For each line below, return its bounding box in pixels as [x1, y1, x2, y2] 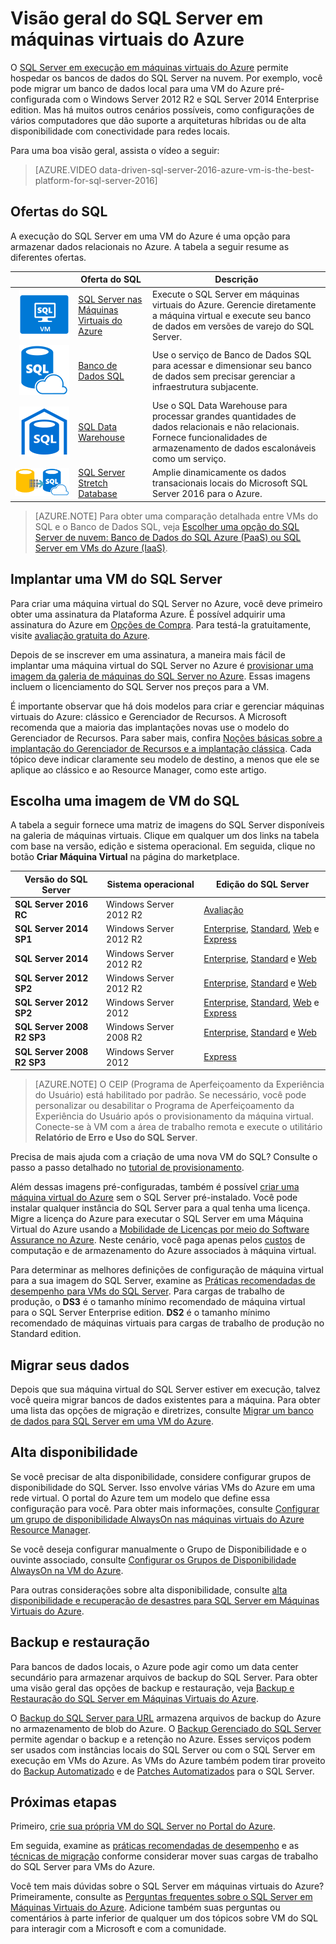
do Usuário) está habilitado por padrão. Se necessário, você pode [34, 1089, 307, 1101]
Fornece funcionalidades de [151, 432, 268, 443]
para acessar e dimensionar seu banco [151, 360, 312, 372]
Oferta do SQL [80, 273, 142, 286]
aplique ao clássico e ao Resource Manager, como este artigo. [10, 763, 267, 776]
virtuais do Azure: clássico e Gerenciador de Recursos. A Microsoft [10, 710, 287, 722]
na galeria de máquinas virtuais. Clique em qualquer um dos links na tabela [10, 830, 320, 842]
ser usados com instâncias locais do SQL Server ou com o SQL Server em [10, 1743, 316, 1756]
